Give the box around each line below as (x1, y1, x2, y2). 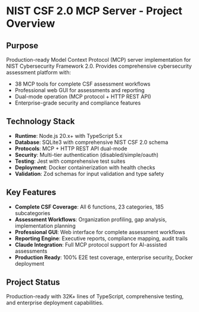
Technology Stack (6, 116, 75, 127)
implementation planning (14, 222, 76, 229)
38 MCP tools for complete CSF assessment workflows (14, 80, 151, 87)
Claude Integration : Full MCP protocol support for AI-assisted (14, 241, 167, 248)
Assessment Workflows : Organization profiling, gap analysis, (14, 216, 167, 223)
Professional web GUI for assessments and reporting (14, 87, 145, 93)
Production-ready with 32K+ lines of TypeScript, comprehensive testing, (6, 293, 184, 300)
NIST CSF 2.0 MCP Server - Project (6, 4, 183, 18)
